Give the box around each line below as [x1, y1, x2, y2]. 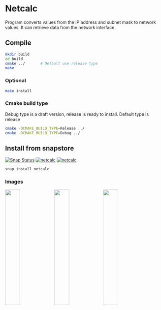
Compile [5, 39, 32, 47]
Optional [5, 77, 26, 84]
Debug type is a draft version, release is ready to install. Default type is [5, 111, 149, 117]
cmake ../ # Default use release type [5, 61, 98, 66]
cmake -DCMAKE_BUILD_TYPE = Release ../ [5, 126, 85, 131]
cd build [5, 56, 23, 62]
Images [5, 178, 24, 185]
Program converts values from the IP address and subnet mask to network [5, 19, 156, 25]
